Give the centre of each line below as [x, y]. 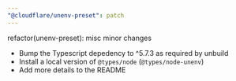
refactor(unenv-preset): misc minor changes [79, 38]
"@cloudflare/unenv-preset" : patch [66, 15]
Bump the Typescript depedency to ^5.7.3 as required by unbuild [124, 53]
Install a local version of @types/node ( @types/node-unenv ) [111, 61]
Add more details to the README [72, 70]
